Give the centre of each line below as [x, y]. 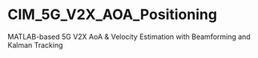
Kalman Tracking [35, 44]
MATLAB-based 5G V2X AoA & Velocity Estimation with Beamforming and [129, 37]
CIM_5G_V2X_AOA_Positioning [113, 15]
